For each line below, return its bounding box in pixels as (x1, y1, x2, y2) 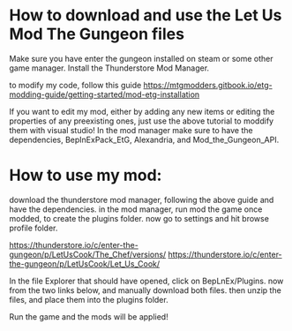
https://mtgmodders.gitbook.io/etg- (143, 79, 273, 90)
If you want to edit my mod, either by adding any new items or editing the (9, 106, 275, 117)
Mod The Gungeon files (9, 24, 185, 44)
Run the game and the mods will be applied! (9, 311, 169, 322)
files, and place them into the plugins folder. (9, 294, 169, 305)
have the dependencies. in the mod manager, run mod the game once (9, 204, 263, 214)
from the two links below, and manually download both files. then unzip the (9, 284, 282, 296)
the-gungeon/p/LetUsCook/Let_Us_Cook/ (9, 258, 161, 269)
